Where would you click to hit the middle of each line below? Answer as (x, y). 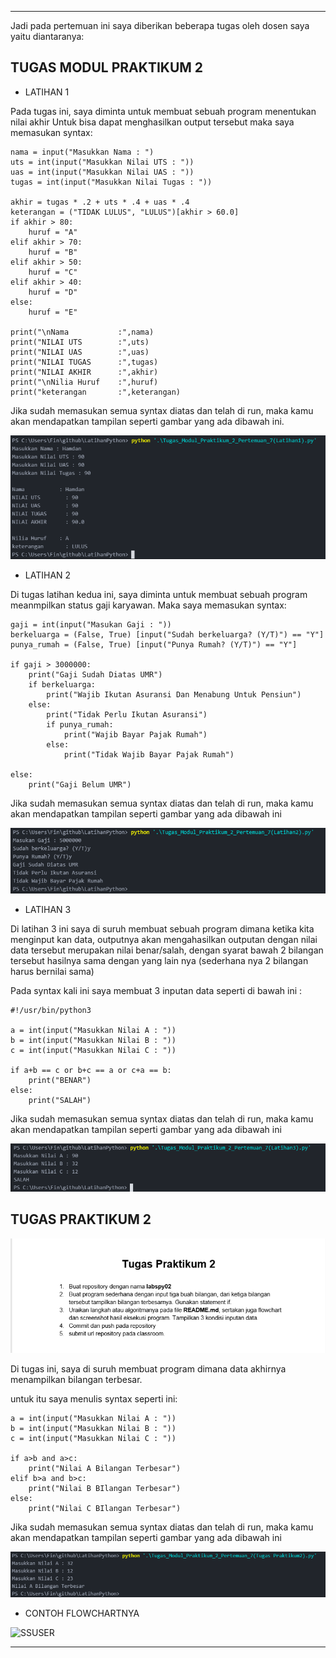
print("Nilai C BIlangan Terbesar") (105, 1509)
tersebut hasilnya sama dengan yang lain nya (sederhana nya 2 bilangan (159, 960)
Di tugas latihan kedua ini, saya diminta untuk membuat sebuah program (159, 595)
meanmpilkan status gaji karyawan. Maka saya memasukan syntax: (148, 605)
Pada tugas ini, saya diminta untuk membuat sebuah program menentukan (163, 111)
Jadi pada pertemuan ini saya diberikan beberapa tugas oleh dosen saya (160, 25)
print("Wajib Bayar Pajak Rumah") (135, 735)
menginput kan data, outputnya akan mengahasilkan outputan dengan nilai (164, 939)
